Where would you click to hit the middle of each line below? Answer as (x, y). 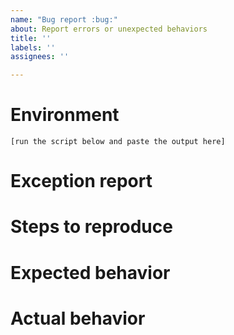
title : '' (31, 38)
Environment (65, 115)
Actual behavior (78, 318)
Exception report (81, 181)
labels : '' (33, 47)
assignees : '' (40, 57)
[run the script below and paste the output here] (118, 142)
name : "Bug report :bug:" (64, 19)
